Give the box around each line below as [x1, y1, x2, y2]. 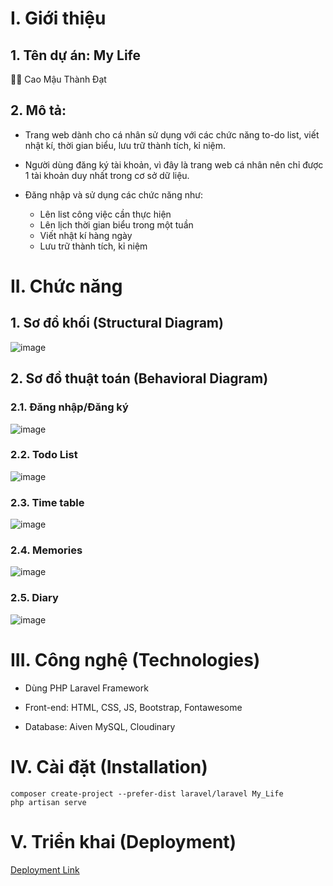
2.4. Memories [10, 543, 83, 557]
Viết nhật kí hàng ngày [39, 229, 133, 241]
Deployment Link [10, 863, 80, 876]
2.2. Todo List [10, 448, 78, 462]
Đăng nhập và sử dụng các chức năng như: [24, 188, 203, 201]
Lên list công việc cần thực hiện [39, 208, 172, 220]
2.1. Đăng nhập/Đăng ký [10, 400, 129, 414]
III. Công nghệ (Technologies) [10, 648, 261, 671]
